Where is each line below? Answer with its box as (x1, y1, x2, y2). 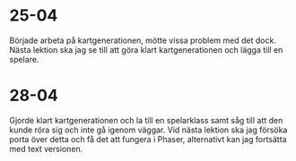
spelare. (9, 54, 39, 64)
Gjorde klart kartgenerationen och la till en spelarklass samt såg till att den (9, 114, 283, 125)
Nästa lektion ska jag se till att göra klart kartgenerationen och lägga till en (9, 44, 283, 55)
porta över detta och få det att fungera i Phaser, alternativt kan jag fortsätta (9, 133, 287, 144)
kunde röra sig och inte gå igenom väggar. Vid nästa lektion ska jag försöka (9, 124, 288, 135)
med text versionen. (9, 143, 83, 154)
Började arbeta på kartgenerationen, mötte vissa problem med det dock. (9, 35, 276, 46)
